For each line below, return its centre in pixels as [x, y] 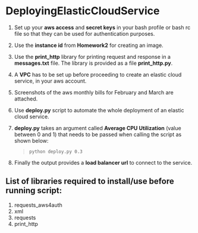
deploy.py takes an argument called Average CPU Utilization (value [98, 128]
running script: [34, 191]
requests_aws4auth [38, 205]
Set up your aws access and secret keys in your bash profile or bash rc [102, 27]
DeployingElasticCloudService [83, 11]
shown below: [31, 140]
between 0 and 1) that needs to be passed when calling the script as [98, 134]
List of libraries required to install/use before [90, 182]
